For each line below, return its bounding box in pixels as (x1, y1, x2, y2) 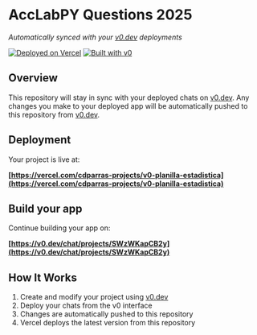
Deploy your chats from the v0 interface (19, 300, 153, 311)
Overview (8, 71, 59, 85)
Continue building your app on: (8, 223, 111, 233)
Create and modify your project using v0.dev (19, 292, 169, 302)
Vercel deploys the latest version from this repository (19, 318, 196, 328)
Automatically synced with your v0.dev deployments (8, 32, 182, 42)
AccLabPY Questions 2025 (8, 6, 193, 24)
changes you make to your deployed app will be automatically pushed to (8, 101, 248, 110)
